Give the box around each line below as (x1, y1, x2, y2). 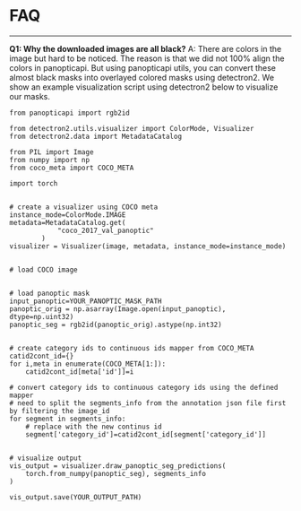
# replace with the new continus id (25, 422, 163, 431)
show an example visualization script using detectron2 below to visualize (9, 82, 279, 92)
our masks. (9, 91, 51, 101)
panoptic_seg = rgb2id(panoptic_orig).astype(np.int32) (9, 320, 222, 329)
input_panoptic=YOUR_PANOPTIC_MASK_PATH (9, 297, 163, 306)
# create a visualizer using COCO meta (9, 203, 159, 212)
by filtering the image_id (9, 406, 110, 415)
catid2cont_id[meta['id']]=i (25, 367, 134, 377)
